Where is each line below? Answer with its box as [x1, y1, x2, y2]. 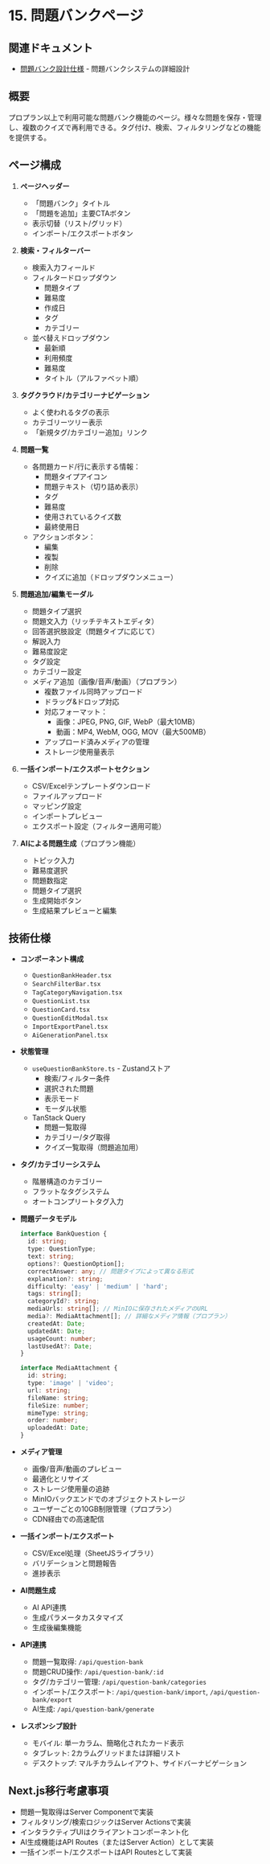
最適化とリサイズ [31, 1474, 89, 1484]
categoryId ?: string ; [27, 1297, 100, 1305]
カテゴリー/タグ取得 [43, 1133, 111, 1142]
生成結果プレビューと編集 [31, 905, 117, 916]
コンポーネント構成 [19, 954, 84, 964]
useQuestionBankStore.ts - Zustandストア [31, 1063, 171, 1073]
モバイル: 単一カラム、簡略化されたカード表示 [31, 1739, 185, 1748]
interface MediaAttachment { [19, 1364, 118, 1372]
